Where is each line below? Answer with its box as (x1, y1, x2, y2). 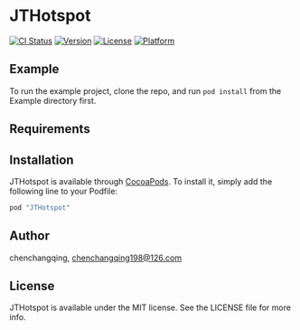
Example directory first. (9, 95, 97, 106)
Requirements (9, 121, 90, 137)
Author (9, 228, 50, 244)
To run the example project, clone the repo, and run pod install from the (9, 85, 282, 96)
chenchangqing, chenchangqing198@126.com (9, 252, 183, 263)
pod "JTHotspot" (9, 203, 70, 212)
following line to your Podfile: (9, 185, 118, 196)
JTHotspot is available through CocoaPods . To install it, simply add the (9, 175, 273, 186)
